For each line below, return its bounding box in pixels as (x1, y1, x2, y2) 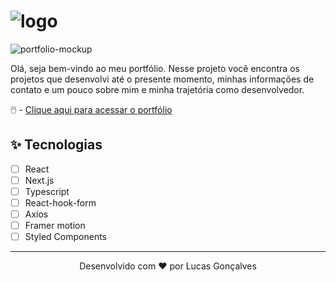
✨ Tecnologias (10, 136, 103, 154)
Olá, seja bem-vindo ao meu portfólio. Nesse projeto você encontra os (10, 62, 300, 74)
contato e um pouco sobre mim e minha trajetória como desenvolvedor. (10, 83, 305, 95)
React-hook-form (24, 196, 97, 209)
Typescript (24, 185, 70, 197)
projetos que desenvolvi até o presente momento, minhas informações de (10, 73, 315, 85)
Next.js (24, 174, 55, 186)
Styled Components (24, 231, 108, 243)
